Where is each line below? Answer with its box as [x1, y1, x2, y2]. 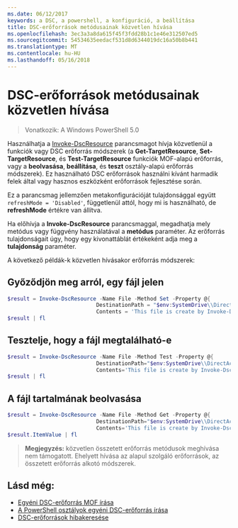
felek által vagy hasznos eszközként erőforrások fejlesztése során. [7, 176, 202, 185]
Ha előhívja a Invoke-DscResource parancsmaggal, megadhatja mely [7, 219, 211, 228]
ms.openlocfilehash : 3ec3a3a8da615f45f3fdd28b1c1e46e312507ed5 [7, 30, 198, 38]
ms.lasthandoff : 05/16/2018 [7, 57, 91, 64]
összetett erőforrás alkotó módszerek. [24, 459, 137, 468]
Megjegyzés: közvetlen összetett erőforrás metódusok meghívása [24, 444, 220, 452]
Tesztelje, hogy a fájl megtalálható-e [7, 335, 172, 347]
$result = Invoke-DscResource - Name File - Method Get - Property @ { [7, 412, 211, 419]
